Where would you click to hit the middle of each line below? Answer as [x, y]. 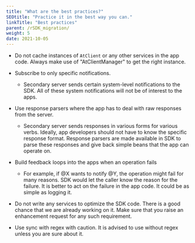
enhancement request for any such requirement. [73, 216]
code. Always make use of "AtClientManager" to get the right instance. [100, 62]
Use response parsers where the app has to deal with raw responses [98, 108]
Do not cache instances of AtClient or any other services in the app [97, 55]
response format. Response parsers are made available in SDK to [102, 138]
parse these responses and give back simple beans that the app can [106, 145]
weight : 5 [18, 33]
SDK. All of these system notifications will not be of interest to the [103, 91]
